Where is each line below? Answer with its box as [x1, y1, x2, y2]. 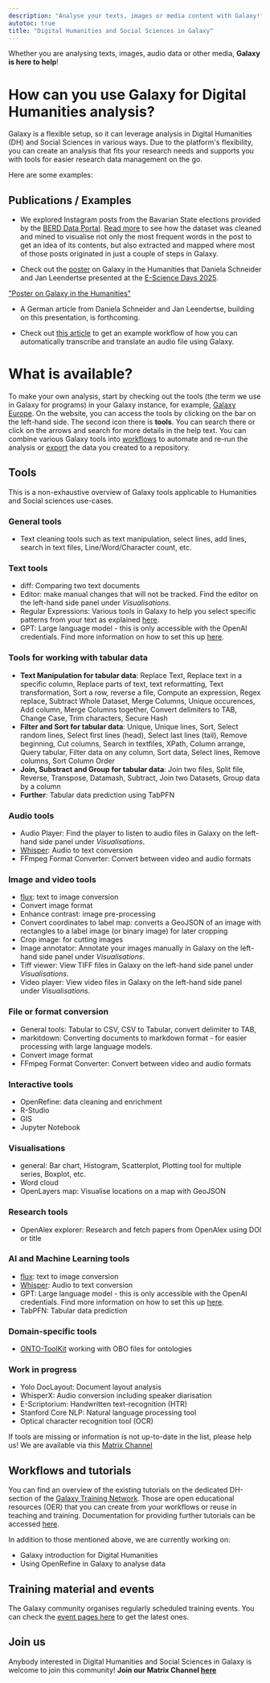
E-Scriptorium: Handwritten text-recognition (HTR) [19, 1399, 187, 1409]
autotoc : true [8, 19, 56, 27]
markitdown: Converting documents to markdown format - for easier [19, 1033, 247, 1043]
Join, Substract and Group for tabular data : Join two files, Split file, [19, 764, 245, 774]
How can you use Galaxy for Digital [8, 85, 247, 104]
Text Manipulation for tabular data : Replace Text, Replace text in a [19, 670, 243, 680]
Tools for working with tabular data [8, 652, 149, 664]
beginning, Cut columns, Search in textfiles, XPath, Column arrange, [19, 738, 246, 748]
